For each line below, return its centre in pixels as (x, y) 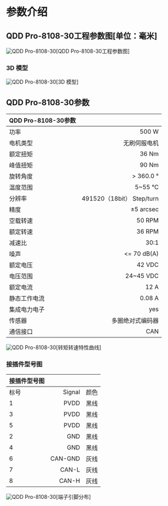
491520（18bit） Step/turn (120, 199)
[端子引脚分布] (73, 497)
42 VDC (148, 265)
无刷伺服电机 (141, 143)
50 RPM (148, 221)
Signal (72, 392)
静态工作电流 (27, 298)
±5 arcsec (145, 210)
